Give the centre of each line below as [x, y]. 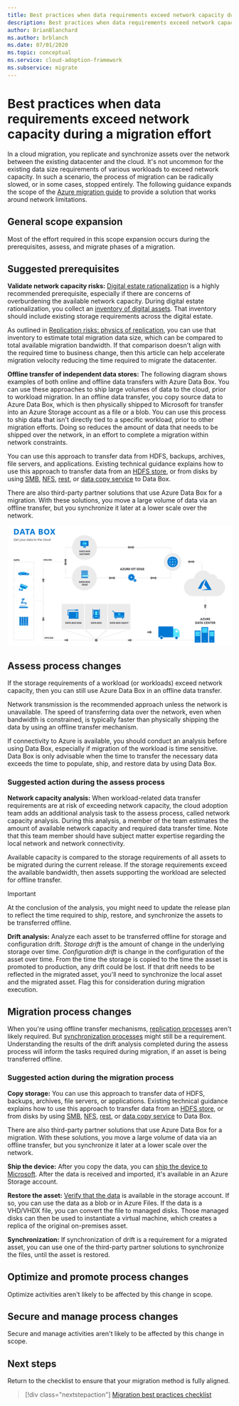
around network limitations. [47, 199]
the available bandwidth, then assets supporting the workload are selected [117, 872]
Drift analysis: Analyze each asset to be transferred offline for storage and [117, 936]
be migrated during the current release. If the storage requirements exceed [117, 864]
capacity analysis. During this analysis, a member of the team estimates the [118, 821]
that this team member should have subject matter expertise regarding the [116, 836]
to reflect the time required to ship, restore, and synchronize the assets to [115, 915]
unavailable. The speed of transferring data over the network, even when [115, 712]
